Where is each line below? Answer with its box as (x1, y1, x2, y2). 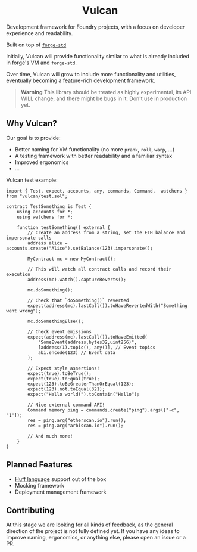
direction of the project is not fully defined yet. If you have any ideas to (6, 528, 180, 535)
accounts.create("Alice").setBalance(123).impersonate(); (6, 245, 153, 251)
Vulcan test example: (6, 176, 58, 184)
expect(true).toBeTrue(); (27, 370, 92, 376)
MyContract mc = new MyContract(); (27, 256, 116, 262)
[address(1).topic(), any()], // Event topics (37, 344, 156, 351)
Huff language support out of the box (14, 475, 107, 483)
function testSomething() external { (17, 224, 111, 230)
